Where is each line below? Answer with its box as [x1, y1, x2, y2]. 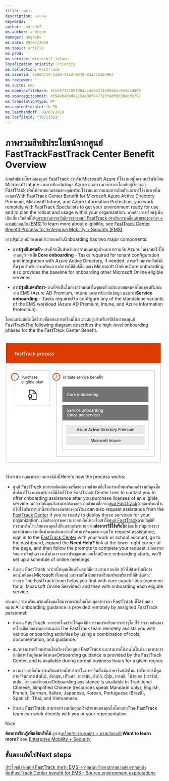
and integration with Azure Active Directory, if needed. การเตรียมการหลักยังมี [12, 258, 163, 264]
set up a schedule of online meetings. [12, 556, 91, 562]
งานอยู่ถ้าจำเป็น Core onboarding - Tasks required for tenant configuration [12, 252, 160, 258]
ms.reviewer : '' [5, 77, 39, 83]
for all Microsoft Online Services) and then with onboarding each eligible [12, 583, 163, 589]
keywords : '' [5, 19, 33, 24]
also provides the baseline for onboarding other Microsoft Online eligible [12, 269, 163, 275]
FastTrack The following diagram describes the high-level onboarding [5, 322, 149, 328]
